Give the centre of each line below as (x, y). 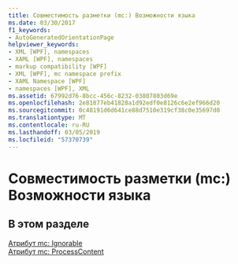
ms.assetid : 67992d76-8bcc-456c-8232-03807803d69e (93, 96)
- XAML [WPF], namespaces (50, 60)
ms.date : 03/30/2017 (42, 23)
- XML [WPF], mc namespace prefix (65, 74)
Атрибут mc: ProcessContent (56, 251)
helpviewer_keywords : (44, 45)
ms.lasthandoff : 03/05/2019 (54, 132)
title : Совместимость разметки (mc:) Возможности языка (102, 15)
